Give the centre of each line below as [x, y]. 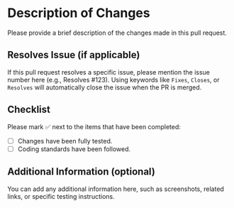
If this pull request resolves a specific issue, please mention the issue [109, 72]
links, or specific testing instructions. [61, 196]
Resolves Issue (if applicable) [74, 55]
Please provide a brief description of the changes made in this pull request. [117, 33]
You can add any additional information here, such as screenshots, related [116, 189]
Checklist [29, 110]
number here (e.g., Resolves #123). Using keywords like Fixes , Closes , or [113, 80]
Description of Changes [79, 13]
